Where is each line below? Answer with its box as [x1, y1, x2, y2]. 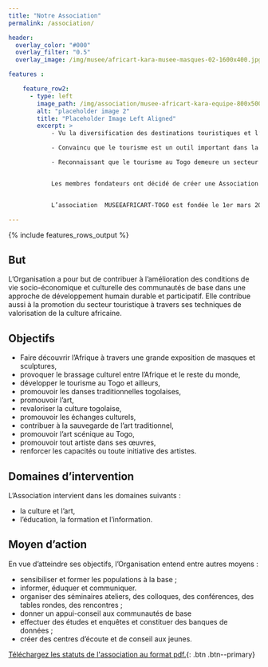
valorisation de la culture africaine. [8, 309, 122, 318]
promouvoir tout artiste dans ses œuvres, [19, 437, 156, 448]
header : [8, 34, 34, 42]
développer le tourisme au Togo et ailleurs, [19, 378, 161, 388]
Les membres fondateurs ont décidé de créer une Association [50, 179, 259, 188]
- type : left [29, 92, 73, 100]
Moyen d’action [8, 537, 88, 552]
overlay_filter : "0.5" [15, 49, 91, 57]
